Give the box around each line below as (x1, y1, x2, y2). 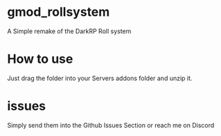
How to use (7, 51, 73, 67)
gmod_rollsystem (7, 4, 110, 20)
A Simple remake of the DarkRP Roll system (7, 27, 132, 35)
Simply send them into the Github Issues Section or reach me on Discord (7, 121, 215, 129)
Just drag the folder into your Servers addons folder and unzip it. (7, 74, 193, 82)
